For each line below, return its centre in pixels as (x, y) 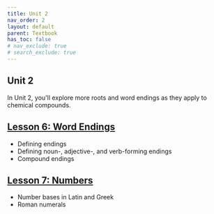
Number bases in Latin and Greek (65, 197)
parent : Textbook (32, 33)
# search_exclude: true (42, 53)
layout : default (31, 26)
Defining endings (42, 144)
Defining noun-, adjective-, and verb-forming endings (94, 151)
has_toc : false (29, 40)
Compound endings (46, 158)
